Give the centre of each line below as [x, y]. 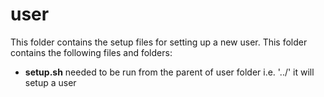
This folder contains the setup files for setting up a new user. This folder [159, 42]
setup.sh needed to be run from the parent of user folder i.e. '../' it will [169, 72]
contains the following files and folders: [91, 52]
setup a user [50, 82]
